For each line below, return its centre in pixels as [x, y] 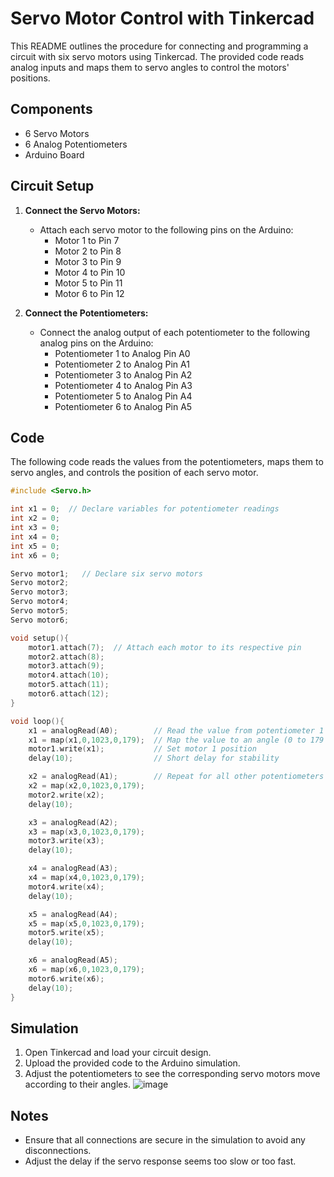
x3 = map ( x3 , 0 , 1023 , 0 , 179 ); [86, 832]
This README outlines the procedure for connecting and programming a [159, 46]
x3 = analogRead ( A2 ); [73, 822]
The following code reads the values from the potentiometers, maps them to [167, 462]
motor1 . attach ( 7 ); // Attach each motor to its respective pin [165, 647]
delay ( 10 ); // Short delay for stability [154, 758]
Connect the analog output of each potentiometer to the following [175, 332]
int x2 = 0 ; [35, 518]
